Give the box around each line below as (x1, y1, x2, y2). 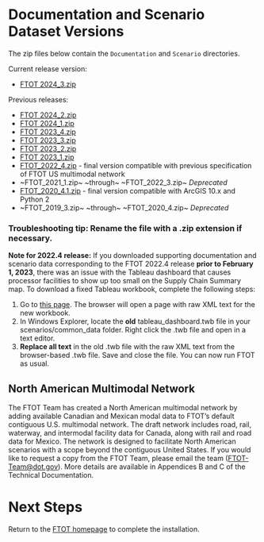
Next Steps (8, 498, 83, 517)
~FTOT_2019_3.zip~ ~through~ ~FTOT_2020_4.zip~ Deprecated (19, 202, 229, 212)
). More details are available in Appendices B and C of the (58, 462, 246, 471)
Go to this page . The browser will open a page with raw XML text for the (19, 300, 255, 309)
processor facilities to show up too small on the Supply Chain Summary (8, 276, 242, 286)
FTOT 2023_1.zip (19, 152, 75, 162)
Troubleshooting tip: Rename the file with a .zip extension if (8, 222, 243, 233)
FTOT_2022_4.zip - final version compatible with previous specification (19, 160, 252, 170)
